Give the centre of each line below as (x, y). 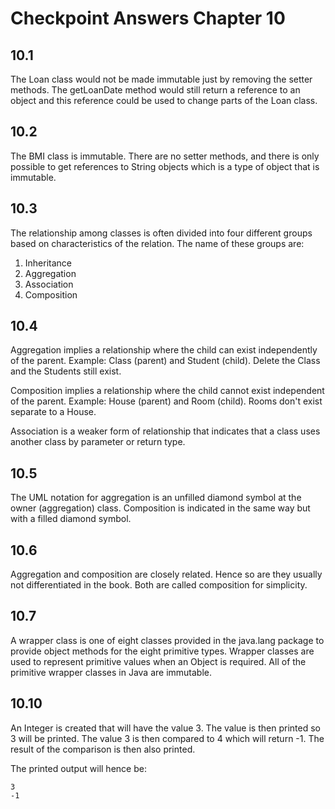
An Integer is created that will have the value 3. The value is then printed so (165, 728)
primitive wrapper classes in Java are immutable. (111, 672)
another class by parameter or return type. (98, 442)
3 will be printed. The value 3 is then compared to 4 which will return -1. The (167, 738)
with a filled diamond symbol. (71, 519)
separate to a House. (53, 412)
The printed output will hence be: (78, 768)
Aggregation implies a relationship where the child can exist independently (164, 350)
